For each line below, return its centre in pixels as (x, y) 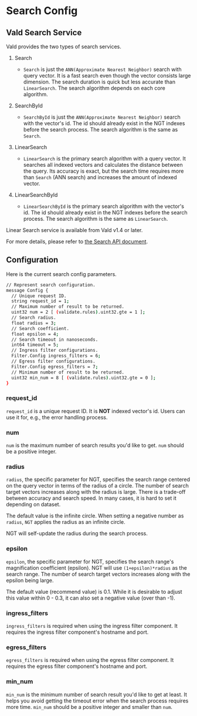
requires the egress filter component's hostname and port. (77, 666)
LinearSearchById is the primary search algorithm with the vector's (104, 206)
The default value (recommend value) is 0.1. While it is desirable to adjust (94, 591)
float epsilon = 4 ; (35, 334)
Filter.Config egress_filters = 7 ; (55, 367)
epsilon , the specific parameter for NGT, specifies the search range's (90, 562)
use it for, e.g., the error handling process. (57, 417)
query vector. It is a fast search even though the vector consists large (107, 75)
